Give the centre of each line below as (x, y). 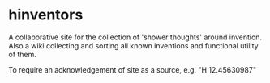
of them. (22, 54)
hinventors (46, 15)
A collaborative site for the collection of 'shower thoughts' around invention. (135, 37)
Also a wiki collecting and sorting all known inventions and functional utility (133, 45)
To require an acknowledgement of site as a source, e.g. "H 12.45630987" (133, 69)
